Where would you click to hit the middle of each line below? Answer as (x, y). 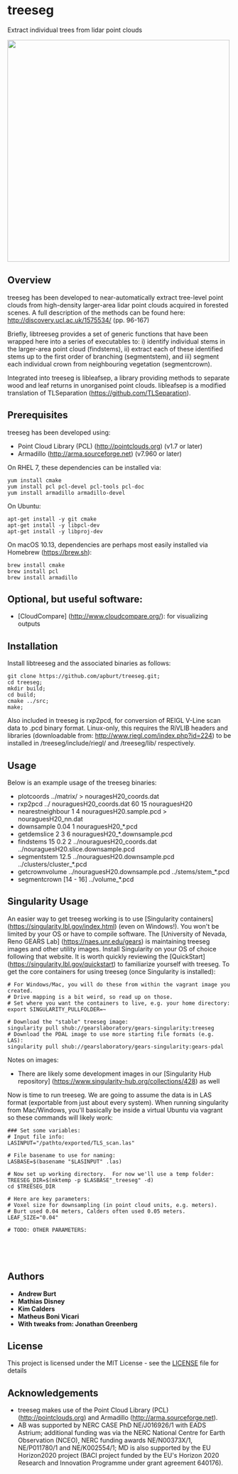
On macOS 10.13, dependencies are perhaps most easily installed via (108, 545)
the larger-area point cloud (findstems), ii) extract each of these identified (115, 349)
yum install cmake (34, 480)
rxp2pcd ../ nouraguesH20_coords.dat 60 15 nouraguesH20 (105, 804)
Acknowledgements (53, 1393)
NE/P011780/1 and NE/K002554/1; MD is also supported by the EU (114, 1448)
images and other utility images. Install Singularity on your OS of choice (112, 949)
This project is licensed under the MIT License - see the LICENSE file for (113, 1363)
